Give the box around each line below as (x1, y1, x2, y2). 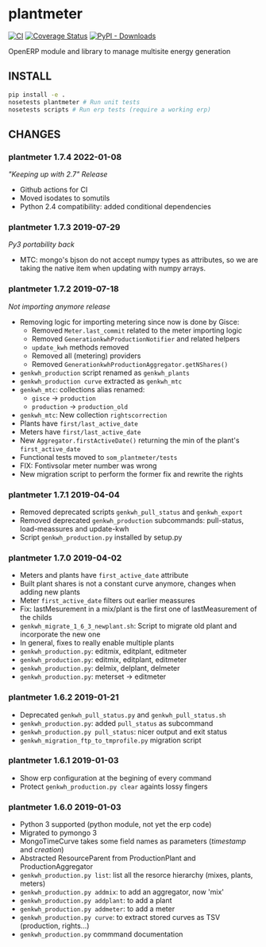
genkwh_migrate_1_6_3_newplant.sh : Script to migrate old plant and (19, 622, 237, 631)
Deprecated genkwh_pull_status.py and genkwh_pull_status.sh (19, 710, 226, 719)
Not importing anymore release (8, 302, 111, 311)
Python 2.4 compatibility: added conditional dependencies (19, 202, 212, 212)
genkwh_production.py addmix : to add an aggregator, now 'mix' (19, 887, 225, 897)
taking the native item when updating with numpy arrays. (19, 263, 206, 273)
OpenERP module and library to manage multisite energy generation (8, 46, 231, 56)
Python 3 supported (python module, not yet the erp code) (19, 820, 212, 829)
